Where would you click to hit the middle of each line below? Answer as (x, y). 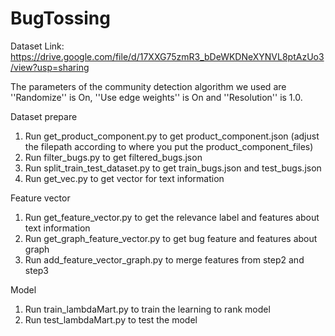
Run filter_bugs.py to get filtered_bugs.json (113, 157)
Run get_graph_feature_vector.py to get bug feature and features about (171, 238)
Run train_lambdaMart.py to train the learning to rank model (147, 309)
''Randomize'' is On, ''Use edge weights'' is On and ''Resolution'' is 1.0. (156, 97)
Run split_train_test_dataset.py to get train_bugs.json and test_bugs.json (173, 168)
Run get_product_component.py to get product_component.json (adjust (172, 136)
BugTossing (60, 18)
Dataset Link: (37, 46)
